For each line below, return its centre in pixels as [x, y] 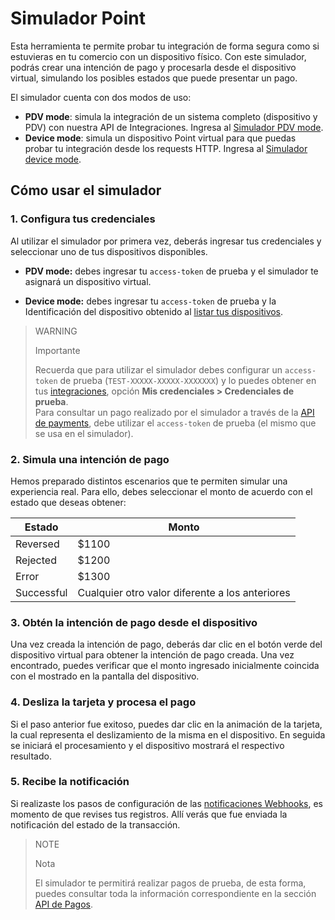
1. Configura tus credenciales [83, 219]
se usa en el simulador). [84, 433]
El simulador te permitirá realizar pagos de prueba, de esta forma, [170, 883]
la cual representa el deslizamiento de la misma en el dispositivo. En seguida [168, 734]
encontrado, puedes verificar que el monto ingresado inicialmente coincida [165, 666]
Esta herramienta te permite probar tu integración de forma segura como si [165, 46]
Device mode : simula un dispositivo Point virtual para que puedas [160, 138]
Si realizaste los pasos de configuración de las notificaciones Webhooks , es [167, 803]
